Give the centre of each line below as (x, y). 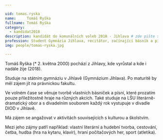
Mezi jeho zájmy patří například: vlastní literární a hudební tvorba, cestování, (81, 127)
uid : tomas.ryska (23, 14)
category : (15, 27)
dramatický (16, 103)
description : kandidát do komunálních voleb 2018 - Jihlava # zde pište (80, 36)
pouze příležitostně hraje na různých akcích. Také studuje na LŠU (70, 98)
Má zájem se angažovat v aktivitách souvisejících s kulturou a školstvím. (77, 118)
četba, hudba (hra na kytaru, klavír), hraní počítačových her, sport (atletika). (81, 132)
